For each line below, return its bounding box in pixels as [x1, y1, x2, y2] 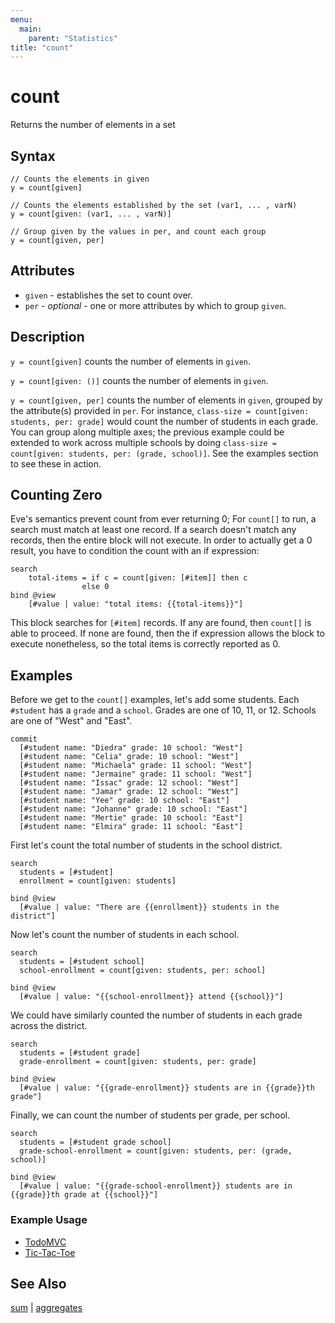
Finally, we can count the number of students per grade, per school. [10, 1109, 291, 1121]
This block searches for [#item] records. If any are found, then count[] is [10, 617, 312, 629]
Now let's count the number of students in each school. [10, 929, 240, 941]
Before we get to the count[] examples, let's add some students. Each [10, 694, 300, 706]
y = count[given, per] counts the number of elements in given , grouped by [10, 394, 323, 406]
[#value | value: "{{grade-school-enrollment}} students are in [19, 1181, 293, 1191]
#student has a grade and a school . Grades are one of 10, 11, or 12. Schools [10, 704, 317, 716]
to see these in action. [10, 457, 102, 470]
